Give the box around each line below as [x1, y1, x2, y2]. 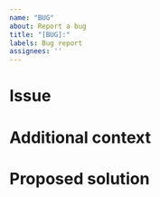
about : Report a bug [9, 22, 88, 31]
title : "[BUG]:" [9, 30, 71, 39]
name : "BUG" [9, 13, 54, 23]
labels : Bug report [9, 38, 83, 48]
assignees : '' [9, 47, 63, 56]
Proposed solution [9, 168, 150, 189]
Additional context [9, 127, 152, 147]
